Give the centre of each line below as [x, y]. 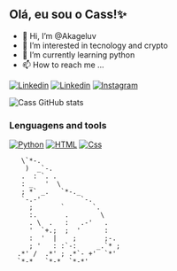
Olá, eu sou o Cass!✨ [68, 15]
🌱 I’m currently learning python [78, 54]
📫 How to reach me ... [63, 65]
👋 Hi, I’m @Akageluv [59, 35]
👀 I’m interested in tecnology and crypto [95, 45]
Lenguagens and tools [58, 125]
